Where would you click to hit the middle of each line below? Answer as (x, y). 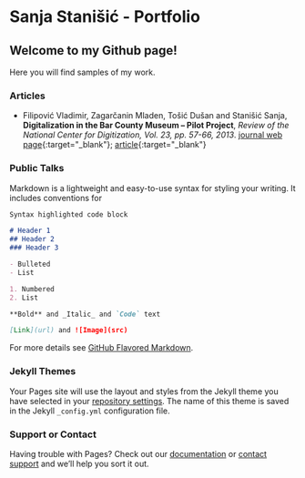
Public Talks (37, 168)
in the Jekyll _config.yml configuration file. (90, 411)
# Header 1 (30, 231)
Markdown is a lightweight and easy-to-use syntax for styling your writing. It (152, 188)
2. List (24, 298)
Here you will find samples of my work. (82, 72)
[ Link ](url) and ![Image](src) (69, 331)
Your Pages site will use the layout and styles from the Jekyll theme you (144, 391)
